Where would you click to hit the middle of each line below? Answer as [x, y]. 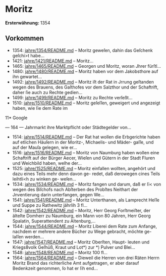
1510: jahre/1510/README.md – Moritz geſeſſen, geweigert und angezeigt [86, 103]
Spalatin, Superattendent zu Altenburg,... [54, 221]
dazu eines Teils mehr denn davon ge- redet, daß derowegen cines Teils [86, 174]
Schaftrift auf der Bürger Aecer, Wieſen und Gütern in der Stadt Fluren [83, 158]
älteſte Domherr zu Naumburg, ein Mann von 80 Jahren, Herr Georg [82, 216]
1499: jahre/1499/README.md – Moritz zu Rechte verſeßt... [72, 97]
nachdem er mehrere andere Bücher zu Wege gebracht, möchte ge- [82, 231]
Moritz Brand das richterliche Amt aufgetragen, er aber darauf [76, 263]
